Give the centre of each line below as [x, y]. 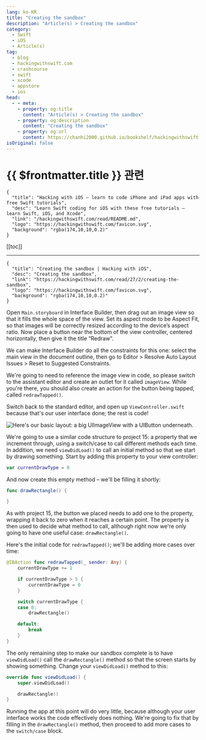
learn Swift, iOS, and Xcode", [46, 213]
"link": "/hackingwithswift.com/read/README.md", [76, 219]
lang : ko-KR [21, 12]
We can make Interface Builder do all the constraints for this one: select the [101, 350]
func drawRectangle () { [37, 490]
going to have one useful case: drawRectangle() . [67, 533]
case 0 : [27, 608]
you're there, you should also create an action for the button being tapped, [101, 388]
